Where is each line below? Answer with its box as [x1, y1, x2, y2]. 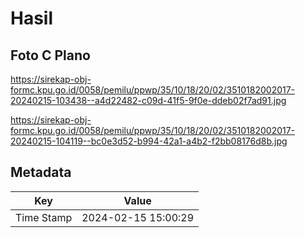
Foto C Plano [10, 47, 91, 64]
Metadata [10, 164, 72, 181]
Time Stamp [15, 210, 73, 224]
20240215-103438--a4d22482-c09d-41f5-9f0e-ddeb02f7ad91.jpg [10, 95, 287, 106]
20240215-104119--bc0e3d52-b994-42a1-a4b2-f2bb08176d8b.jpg [10, 135, 288, 147]
